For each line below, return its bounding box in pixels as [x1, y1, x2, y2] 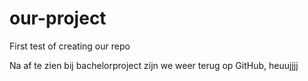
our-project [9, 7, 107, 30]
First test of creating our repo [9, 40, 131, 52]
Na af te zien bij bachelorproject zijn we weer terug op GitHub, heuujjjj [9, 59, 299, 71]
